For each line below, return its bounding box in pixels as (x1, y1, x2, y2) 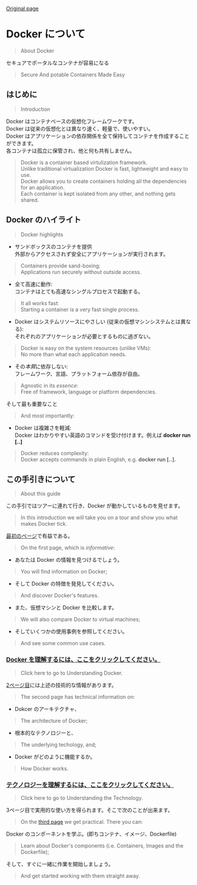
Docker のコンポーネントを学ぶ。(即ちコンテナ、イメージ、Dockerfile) (6, 830, 177, 837)
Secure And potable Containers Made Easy (20, 71, 125, 78)
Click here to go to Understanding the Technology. (20, 794, 143, 801)
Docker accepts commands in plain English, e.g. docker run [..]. (20, 456, 176, 463)
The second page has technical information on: (20, 693, 135, 700)
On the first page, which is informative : (20, 544, 115, 552)
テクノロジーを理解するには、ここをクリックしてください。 (6, 780, 175, 789)
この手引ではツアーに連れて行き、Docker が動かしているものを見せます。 (6, 502, 183, 509)
